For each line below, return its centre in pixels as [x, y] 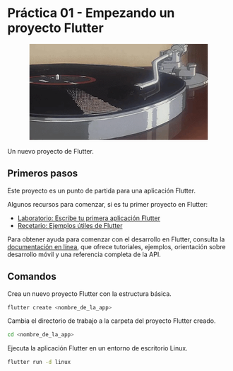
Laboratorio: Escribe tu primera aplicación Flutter [89, 218]
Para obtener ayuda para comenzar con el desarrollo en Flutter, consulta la [116, 239]
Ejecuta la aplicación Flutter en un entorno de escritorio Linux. [98, 348]
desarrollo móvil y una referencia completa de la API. [84, 254]
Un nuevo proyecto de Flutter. [50, 151]
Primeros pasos [43, 174]
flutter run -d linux [39, 363]
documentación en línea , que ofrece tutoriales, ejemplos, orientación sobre [116, 246]
